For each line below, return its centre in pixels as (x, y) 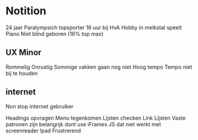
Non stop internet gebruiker (40, 106)
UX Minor (24, 53)
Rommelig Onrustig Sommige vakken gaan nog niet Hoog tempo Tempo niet (99, 67)
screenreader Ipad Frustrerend (43, 130)
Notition (26, 11)
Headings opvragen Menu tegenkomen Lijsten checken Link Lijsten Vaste (96, 118)
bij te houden (22, 73)
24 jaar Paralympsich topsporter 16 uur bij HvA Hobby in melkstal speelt (94, 27)
